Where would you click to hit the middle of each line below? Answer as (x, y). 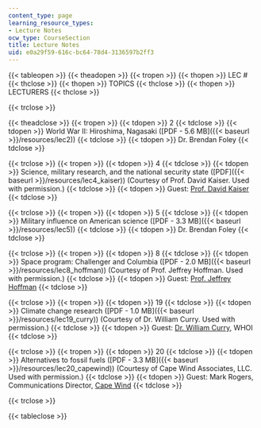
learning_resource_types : (51, 23)
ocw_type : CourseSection (49, 38)
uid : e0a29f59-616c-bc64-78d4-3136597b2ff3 (81, 52)
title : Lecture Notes (44, 45)
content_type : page (40, 15)
